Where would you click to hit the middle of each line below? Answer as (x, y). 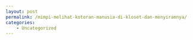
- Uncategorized (37, 28)
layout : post (22, 11)
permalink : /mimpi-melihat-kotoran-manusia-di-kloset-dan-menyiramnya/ (96, 17)
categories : (20, 22)
